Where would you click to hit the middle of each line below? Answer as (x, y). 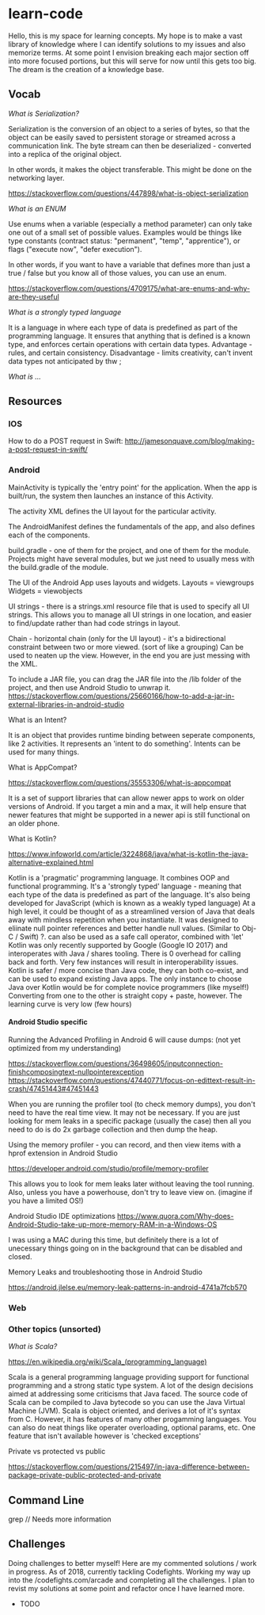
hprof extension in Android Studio (63, 1153)
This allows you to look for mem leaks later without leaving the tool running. (131, 1184)
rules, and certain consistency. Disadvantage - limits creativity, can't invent (131, 353)
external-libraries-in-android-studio (66, 704)
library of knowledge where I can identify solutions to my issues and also (127, 44)
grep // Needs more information (60, 1519)
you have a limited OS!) (46, 1201)
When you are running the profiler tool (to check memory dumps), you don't (132, 1104)
